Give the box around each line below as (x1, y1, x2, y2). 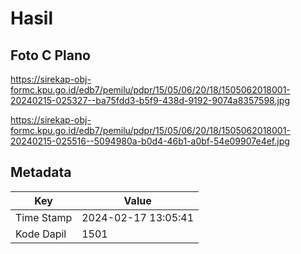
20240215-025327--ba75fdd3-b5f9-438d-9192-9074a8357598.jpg (10, 95, 291, 106)
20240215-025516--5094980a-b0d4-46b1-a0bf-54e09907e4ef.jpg (10, 135, 290, 147)
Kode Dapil (15, 227, 67, 241)
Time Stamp (15, 210, 73, 224)
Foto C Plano (10, 47, 91, 64)
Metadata (10, 164, 72, 181)
